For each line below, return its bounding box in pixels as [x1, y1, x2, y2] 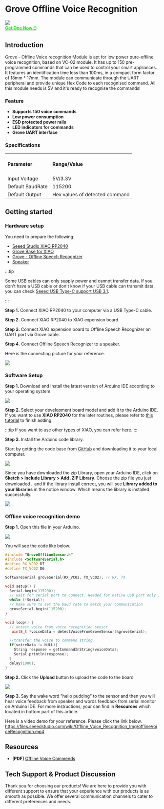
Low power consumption [12, 114, 64, 120]
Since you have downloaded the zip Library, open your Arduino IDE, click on [5, 470, 158, 475]
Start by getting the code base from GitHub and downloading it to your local [5, 445, 158, 452]
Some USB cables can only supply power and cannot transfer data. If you [5, 278, 153, 284]
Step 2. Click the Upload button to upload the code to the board [5, 674, 134, 680]
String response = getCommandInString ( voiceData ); [14, 647, 119, 652]
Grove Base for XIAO [12, 248, 54, 254]
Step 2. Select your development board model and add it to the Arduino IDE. [5, 407, 158, 413]
